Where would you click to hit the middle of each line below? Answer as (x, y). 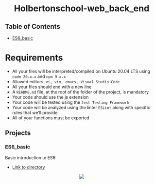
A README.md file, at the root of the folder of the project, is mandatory (80, 92)
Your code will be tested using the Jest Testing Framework (71, 102)
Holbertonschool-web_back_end (82, 9)
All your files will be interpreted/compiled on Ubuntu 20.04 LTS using (81, 71)
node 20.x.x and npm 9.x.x (39, 76)
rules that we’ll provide (35, 112)
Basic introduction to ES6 (30, 157)
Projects (18, 133)
